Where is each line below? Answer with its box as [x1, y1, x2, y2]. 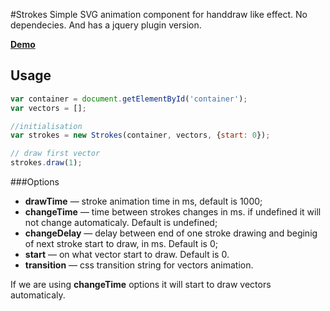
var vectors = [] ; [10, 103, 87, 113]
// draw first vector [10, 149, 101, 159]
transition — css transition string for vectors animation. [24, 259, 254, 271]
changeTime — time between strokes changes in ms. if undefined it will [24, 206, 322, 218]
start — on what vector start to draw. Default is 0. [24, 249, 230, 261]
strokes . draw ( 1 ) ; [10, 158, 83, 168]
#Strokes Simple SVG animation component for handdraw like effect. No [10, 9, 308, 20]
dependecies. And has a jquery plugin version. [10, 19, 202, 31]
